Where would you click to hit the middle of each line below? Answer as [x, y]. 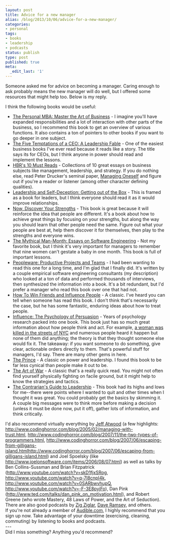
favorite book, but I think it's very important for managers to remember [87, 246]
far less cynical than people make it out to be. [60, 365]
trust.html [15, 435]
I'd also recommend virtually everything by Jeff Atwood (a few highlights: [82, 424]
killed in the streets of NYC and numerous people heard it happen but [85, 333]
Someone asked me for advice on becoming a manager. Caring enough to [82, 86]
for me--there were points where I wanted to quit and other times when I [88, 392]
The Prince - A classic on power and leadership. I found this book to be [87, 360]
